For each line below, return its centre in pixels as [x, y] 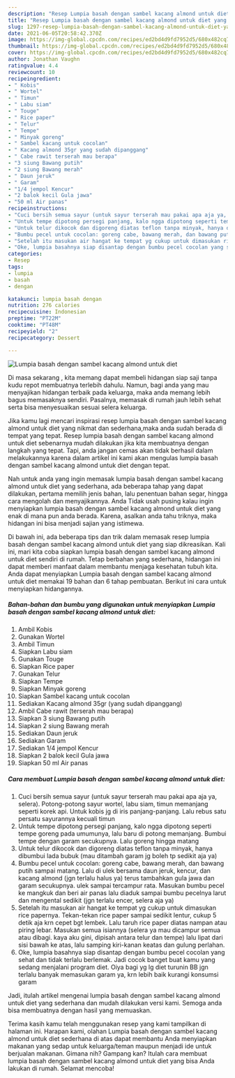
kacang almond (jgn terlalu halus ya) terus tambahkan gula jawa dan [116, 878]
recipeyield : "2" [33, 331]
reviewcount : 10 [31, 72]
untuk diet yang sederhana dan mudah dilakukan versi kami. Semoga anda [115, 1003]
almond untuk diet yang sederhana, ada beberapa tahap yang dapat [106, 486]
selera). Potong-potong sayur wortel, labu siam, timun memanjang [113, 804]
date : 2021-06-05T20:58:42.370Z [55, 33]
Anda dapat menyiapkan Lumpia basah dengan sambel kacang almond [110, 574]
